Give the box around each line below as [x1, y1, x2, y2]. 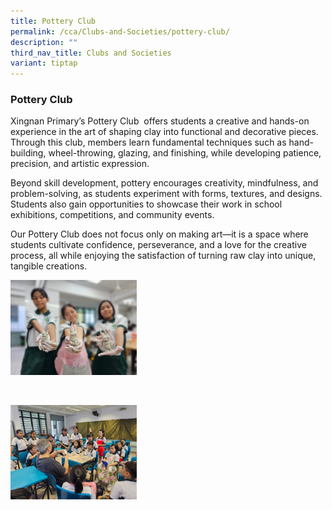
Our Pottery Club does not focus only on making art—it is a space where [10, 228, 309, 240]
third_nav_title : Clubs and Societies [10, 48, 172, 58]
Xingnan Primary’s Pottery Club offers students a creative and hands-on [10, 115, 310, 127]
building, [10, 147, 47, 159]
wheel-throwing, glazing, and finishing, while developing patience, [48, 147, 322, 159]
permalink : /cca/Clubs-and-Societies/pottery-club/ [10, 26, 230, 37]
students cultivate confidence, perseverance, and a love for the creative [10, 239, 307, 251]
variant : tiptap [10, 58, 78, 69]
